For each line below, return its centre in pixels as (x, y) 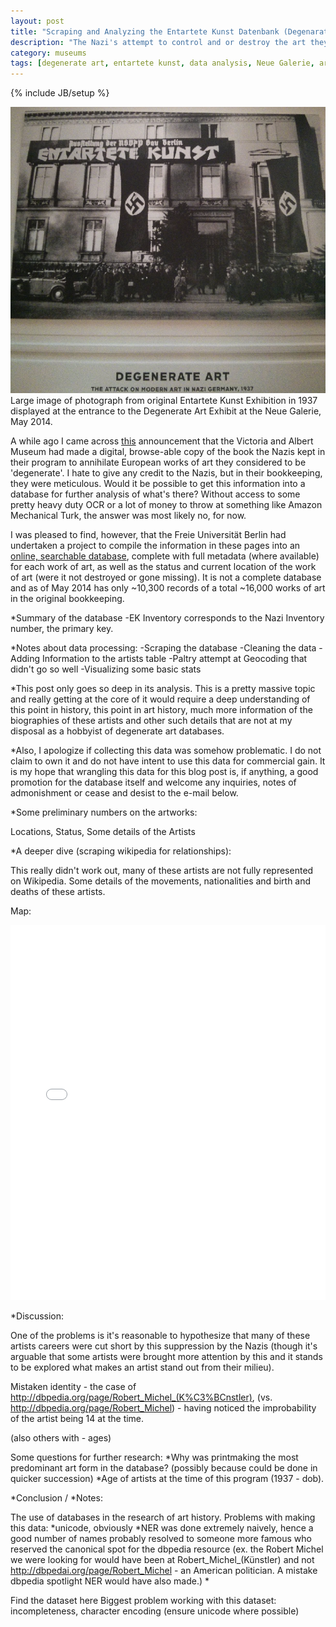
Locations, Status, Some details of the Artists (103, 832)
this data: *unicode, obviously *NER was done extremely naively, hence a (162, 1528)
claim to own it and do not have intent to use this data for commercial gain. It (168, 761)
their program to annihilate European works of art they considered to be (158, 462)
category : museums (48, 53)
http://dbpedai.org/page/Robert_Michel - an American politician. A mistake (164, 1571)
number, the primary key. (62, 629)
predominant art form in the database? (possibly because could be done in (164, 1468)
